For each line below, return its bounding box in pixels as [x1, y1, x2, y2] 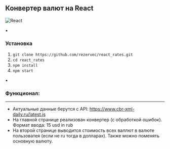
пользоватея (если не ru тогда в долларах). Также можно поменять [12, 133, 160, 139]
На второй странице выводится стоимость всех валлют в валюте [12, 127, 155, 133]
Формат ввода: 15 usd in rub [12, 122, 73, 128]
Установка [5, 40, 33, 47]
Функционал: [5, 90, 40, 97]
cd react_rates [12, 58, 45, 63]
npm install [12, 63, 38, 68]
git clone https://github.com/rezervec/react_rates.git [12, 53, 133, 58]
